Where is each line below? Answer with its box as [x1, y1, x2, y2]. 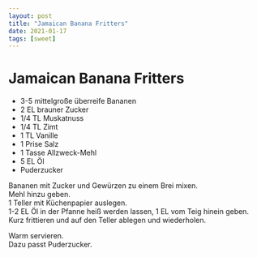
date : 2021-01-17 [8, 27, 67, 35]
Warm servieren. [8, 231, 64, 241]
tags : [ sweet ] [8, 34, 57, 43]
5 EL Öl [19, 156, 45, 166]
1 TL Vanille [19, 131, 58, 140]
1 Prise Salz [19, 139, 59, 149]
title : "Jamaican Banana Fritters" [8, 19, 129, 28]
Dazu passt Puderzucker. [8, 240, 92, 250]
